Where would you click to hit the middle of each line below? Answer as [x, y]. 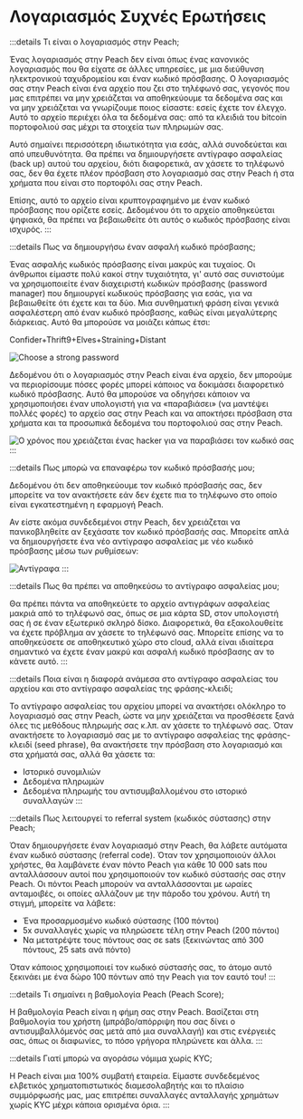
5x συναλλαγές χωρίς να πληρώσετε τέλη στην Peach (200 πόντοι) [151, 930]
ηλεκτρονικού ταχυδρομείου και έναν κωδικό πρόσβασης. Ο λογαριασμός [149, 78]
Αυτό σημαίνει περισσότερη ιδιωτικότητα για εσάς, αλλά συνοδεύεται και [148, 144]
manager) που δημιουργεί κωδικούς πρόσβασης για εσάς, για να [131, 293]
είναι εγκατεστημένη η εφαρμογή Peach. [87, 504]
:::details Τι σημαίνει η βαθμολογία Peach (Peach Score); [117, 994]
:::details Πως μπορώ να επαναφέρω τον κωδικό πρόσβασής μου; [132, 468]
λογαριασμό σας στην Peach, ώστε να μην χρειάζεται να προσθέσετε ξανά [152, 715]
